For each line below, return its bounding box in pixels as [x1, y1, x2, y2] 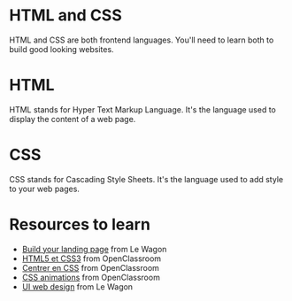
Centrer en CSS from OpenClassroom [21, 262, 159, 273]
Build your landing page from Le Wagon [21, 243, 167, 254]
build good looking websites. [9, 43, 114, 54]
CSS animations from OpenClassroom [21, 272, 161, 282]
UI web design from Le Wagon [21, 281, 134, 292]
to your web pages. [9, 183, 80, 194]
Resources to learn [9, 214, 150, 235]
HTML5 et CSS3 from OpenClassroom [21, 253, 162, 264]
